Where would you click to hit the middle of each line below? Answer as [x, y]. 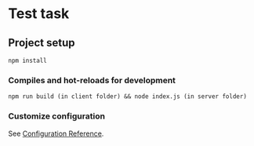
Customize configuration [57, 116]
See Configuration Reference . [56, 133]
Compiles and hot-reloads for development [92, 80]
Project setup [42, 43]
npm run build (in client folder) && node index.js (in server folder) [127, 97]
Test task [39, 14]
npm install [27, 60]
